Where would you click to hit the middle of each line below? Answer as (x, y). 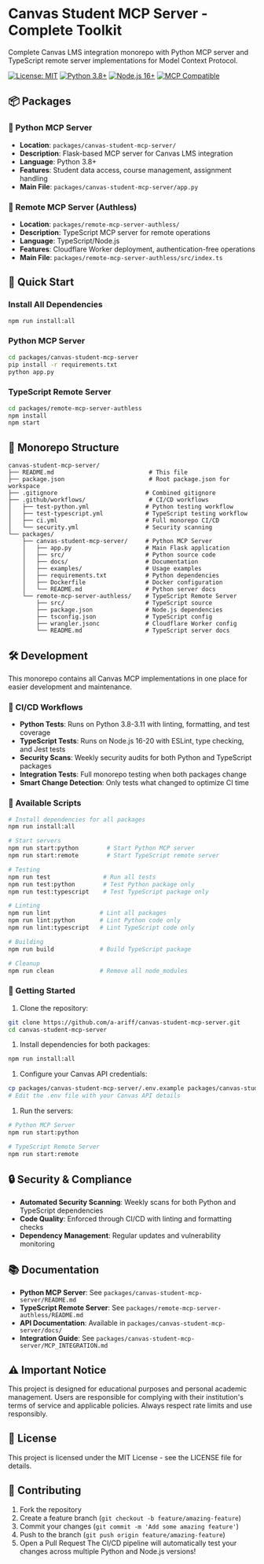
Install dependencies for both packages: (85, 1045)
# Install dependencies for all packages (77, 819)
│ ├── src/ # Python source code (119, 555)
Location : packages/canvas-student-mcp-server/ (98, 145)
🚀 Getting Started (42, 991)
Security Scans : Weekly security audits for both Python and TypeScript (136, 758)
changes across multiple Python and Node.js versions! (108, 1551)
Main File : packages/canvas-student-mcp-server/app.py (109, 186)
